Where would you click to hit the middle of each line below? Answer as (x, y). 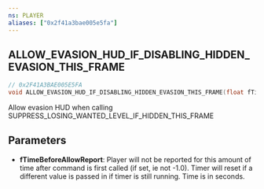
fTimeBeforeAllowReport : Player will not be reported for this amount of (135, 159)
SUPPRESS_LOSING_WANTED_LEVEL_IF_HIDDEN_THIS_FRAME (111, 116)
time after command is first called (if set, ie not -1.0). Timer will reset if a (136, 168)
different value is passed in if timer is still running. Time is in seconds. (132, 176)
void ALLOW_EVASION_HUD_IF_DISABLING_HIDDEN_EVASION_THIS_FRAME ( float (126, 93)
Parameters (37, 141)
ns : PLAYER (26, 15)
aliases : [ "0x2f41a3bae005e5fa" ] (63, 23)
